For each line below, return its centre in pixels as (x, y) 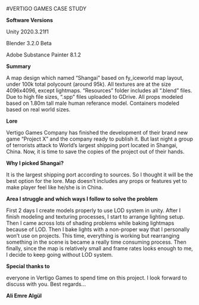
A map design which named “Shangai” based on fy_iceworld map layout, (95, 78)
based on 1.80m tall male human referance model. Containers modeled (93, 103)
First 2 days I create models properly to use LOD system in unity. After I (94, 210)
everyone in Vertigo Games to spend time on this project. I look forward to (97, 278)
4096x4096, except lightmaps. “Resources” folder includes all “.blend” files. (99, 91)
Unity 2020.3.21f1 (28, 32)
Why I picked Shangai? (35, 163)
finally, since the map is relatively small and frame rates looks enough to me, (99, 248)
